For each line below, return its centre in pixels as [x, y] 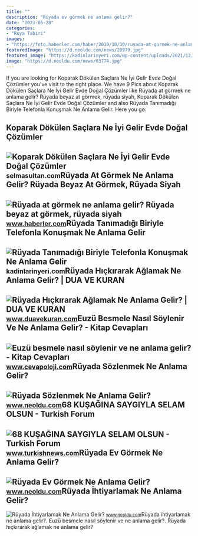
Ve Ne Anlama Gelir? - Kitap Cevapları [77, 328]
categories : [21, 28]
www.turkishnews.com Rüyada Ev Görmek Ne [85, 452]
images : [16, 39]
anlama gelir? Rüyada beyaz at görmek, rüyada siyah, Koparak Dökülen [93, 97]
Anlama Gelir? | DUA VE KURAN [65, 280]
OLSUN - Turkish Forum [51, 414]
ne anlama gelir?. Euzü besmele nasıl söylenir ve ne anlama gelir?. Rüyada [96, 521]
